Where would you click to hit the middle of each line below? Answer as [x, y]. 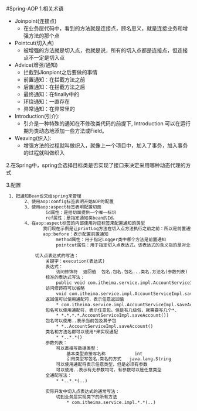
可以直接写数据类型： [78, 348]
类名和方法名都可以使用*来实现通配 [82, 332]
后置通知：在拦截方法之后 [54, 87]
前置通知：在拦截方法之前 [54, 80]
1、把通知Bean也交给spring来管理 [45, 196]
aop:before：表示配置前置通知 [76, 234]
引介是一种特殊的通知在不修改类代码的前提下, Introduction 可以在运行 [107, 124]
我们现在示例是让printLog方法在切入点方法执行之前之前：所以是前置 [115, 229]
